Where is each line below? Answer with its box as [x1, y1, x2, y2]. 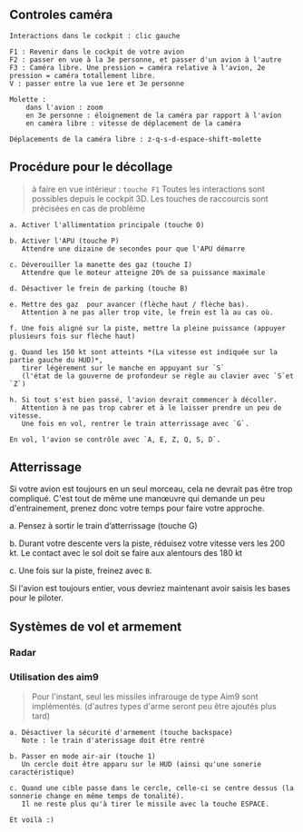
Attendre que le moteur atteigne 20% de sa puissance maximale [21, 268, 266, 277]
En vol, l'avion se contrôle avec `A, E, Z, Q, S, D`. [9, 435, 221, 444]
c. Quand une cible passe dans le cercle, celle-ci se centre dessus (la [9, 784, 295, 793]
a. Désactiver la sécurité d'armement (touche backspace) [9, 728, 233, 738]
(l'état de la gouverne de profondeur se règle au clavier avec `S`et [21, 371, 295, 381]
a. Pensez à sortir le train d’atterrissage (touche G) [9, 520, 198, 531]
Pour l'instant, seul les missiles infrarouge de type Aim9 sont [31, 691, 259, 702]
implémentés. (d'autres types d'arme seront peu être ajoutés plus [31, 701, 277, 712]
